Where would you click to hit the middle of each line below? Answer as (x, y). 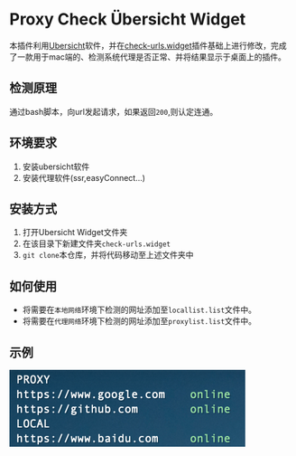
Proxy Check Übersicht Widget (128, 19)
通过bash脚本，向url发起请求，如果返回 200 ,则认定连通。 (114, 111)
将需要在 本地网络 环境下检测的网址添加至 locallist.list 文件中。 (139, 310)
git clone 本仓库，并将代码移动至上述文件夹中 (108, 255)
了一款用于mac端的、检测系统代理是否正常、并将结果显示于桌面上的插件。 (148, 57)
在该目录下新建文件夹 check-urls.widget (97, 243)
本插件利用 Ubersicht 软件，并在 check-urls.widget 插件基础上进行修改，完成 (148, 45)
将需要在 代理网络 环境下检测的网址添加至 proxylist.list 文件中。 (139, 321)
